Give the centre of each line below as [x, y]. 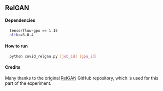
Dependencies [20, 20]
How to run [17, 46]
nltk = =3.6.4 [22, 35]
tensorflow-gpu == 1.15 [33, 30]
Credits [13, 67]
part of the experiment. [28, 83]
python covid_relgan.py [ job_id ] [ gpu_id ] [53, 56]
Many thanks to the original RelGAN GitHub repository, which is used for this [82, 78]
